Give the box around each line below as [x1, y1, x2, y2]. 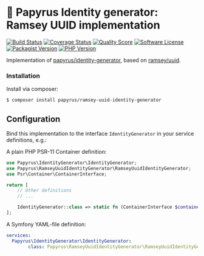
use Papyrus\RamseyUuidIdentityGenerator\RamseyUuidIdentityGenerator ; [6, 165, 191, 171]
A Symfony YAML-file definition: [6, 220, 86, 228]
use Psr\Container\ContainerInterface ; [6, 171, 107, 177]
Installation [6, 71, 41, 80]
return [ [6, 182, 29, 188]
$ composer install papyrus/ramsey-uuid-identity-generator [6, 97, 162, 103]
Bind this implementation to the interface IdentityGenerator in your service [6, 130, 194, 137]
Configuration [6, 114, 61, 124]
